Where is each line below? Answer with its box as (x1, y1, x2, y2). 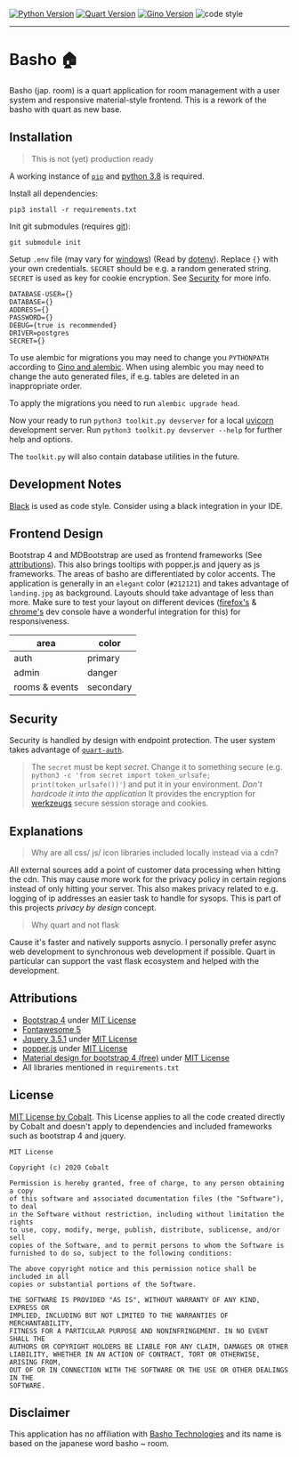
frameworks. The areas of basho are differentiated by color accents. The (9, 569, 276, 579)
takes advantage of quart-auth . (9, 744, 125, 756)
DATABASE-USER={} (9, 289, 74, 298)
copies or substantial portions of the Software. (9, 1280, 198, 1289)
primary (87, 652, 120, 665)
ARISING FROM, (9, 1357, 62, 1366)
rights (9, 1218, 34, 1226)
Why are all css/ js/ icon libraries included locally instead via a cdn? (30, 847, 279, 858)
